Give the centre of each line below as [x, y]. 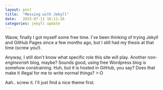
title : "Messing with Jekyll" [37, 14]
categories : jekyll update [33, 23]
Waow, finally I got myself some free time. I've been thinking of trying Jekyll [82, 37]
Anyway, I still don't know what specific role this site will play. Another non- [81, 58]
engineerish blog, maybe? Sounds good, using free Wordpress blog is [76, 62]
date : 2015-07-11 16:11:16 [35, 19]
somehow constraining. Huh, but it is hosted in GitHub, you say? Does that [80, 68]
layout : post [18, 10]
